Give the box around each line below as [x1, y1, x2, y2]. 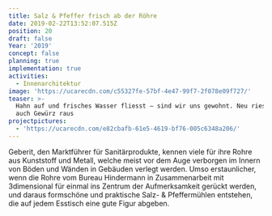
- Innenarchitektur [15, 79, 82, 87]
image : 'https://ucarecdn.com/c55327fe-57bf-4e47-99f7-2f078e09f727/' [8, 87, 252, 95]
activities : [8, 72, 49, 80]
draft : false [8, 34, 53, 43]
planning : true [8, 57, 60, 66]
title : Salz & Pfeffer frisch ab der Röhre [8, 11, 158, 20]
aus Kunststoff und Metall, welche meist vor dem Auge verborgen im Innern [8, 155, 261, 165]
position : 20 [8, 27, 53, 35]
